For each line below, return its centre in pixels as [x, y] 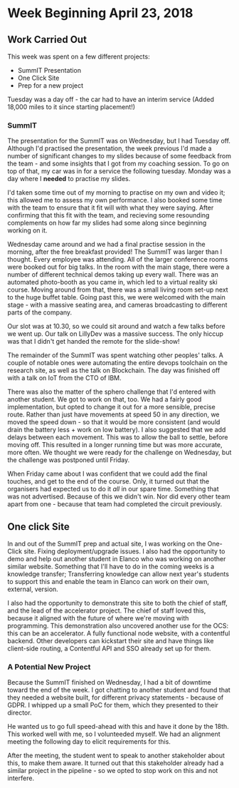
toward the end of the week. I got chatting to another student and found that [119, 690]
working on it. [27, 230]
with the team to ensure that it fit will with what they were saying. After [111, 208]
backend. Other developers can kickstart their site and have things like [111, 641]
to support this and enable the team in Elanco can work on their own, [108, 582]
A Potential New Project [49, 667]
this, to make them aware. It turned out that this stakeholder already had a [116, 763]
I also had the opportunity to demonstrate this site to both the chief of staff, [117, 603]
